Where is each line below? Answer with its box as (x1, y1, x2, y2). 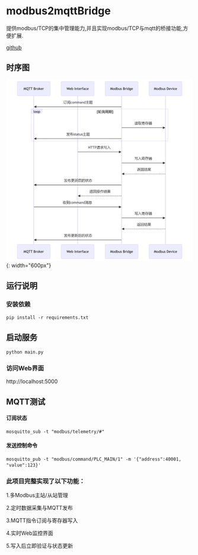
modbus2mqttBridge (6, 4, 111, 18)
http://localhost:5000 (6, 378, 58, 385)
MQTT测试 (6, 397, 46, 407)
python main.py (6, 349, 44, 355)
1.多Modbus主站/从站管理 (6, 492, 68, 499)
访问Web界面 (6, 364, 44, 372)
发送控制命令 (6, 442, 37, 449)
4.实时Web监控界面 (6, 529, 53, 537)
